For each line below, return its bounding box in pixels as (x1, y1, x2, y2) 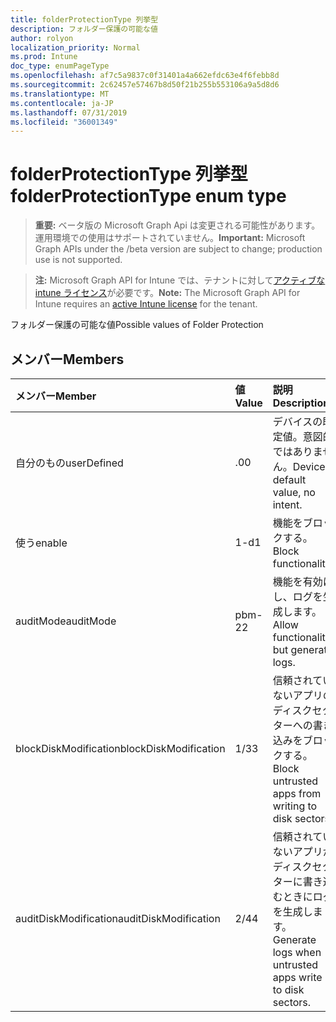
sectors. (272, 996, 312, 1009)
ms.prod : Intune (10, 52, 78, 62)
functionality (272, 631, 332, 644)
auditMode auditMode (15, 614, 117, 628)
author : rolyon (10, 33, 74, 43)
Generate (272, 933, 317, 946)
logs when (272, 946, 322, 959)
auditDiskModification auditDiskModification (15, 912, 221, 925)
